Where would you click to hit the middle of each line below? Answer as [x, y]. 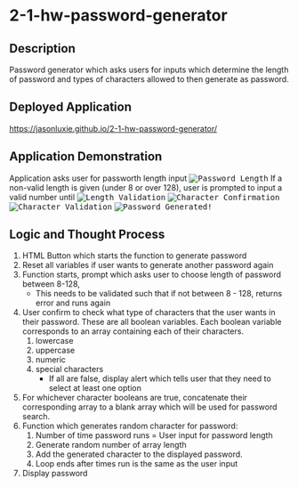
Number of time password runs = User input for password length [154, 435]
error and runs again [73, 303]
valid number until [42, 197]
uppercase [55, 350]
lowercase [54, 341]
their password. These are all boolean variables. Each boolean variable [152, 322]
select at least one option [95, 388]
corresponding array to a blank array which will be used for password [149, 407]
